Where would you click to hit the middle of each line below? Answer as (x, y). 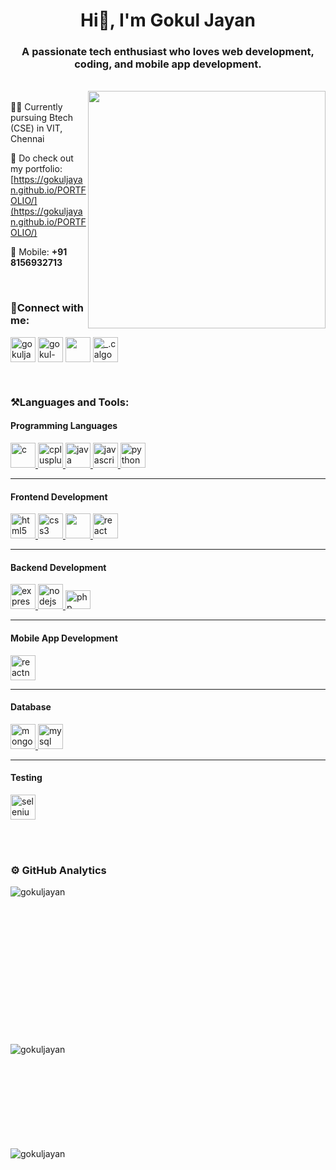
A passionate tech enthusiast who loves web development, (168, 52)
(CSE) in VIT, (36, 128)
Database (31, 707)
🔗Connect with (47, 308)
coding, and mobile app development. (168, 64)
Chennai (27, 139)
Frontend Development (59, 496)
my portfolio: (36, 169)
